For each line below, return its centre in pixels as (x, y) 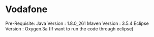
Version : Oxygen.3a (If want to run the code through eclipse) (69, 28)
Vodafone (26, 9)
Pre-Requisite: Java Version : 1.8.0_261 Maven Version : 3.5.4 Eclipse (77, 23)
